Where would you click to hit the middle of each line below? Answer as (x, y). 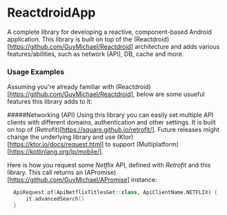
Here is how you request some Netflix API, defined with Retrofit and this (109, 165)
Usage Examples (36, 72)
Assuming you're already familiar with (61, 87)
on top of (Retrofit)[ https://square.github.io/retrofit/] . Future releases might (113, 130)
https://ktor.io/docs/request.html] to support (72, 144)
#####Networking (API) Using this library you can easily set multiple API (110, 115)
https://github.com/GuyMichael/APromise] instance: (83, 180)
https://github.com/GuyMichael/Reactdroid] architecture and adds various (115, 46)
